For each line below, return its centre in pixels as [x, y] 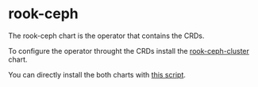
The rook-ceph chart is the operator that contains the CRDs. [106, 36]
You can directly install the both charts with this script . [97, 74]
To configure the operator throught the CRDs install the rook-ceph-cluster [129, 51]
